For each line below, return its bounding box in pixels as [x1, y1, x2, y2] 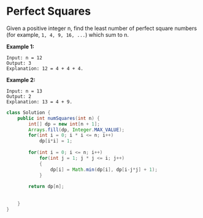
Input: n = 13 [6, 88, 43, 94]
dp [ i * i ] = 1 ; [39, 138, 72, 145]
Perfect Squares [6, 4, 91, 18]
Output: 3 [6, 60, 32, 66]
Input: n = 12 [6, 55, 43, 61]
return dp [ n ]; [28, 184, 64, 190]
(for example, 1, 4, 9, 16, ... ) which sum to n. [6, 31, 129, 38]
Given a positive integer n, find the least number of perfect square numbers [6, 24, 197, 32]
